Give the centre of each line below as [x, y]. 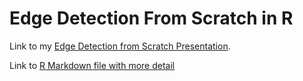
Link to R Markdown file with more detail [92, 65]
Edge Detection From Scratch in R [151, 18]
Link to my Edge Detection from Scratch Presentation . [120, 46]
